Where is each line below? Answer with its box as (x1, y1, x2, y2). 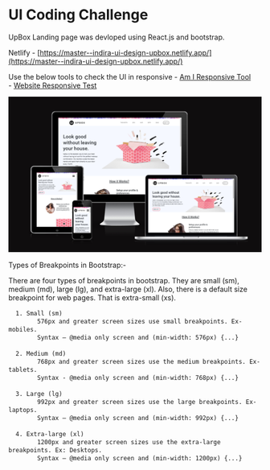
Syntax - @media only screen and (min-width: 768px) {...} (37, 374, 239, 382)
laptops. (8, 406, 38, 414)
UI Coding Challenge (8, 6, 149, 24)
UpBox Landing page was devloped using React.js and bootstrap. (8, 32, 225, 42)
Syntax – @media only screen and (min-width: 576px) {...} (37, 334, 239, 342)
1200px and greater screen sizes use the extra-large (37, 439, 221, 447)
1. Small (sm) (15, 310, 63, 318)
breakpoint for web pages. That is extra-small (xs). (8, 293, 177, 303)
